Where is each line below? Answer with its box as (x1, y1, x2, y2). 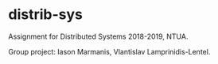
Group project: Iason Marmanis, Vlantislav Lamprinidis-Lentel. (8, 47, 211, 56)
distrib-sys (8, 6, 84, 24)
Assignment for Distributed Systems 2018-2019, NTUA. (8, 32, 189, 41)
